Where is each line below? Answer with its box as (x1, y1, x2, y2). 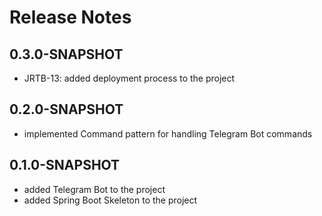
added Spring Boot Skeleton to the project (23, 194, 198, 206)
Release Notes (9, 6, 132, 29)
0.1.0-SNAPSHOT (9, 157, 121, 174)
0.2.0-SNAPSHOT (9, 101, 124, 118)
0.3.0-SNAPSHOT (9, 46, 124, 63)
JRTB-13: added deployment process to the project (23, 72, 236, 84)
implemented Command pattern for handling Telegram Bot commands (23, 127, 313, 140)
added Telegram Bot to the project (23, 183, 166, 195)
